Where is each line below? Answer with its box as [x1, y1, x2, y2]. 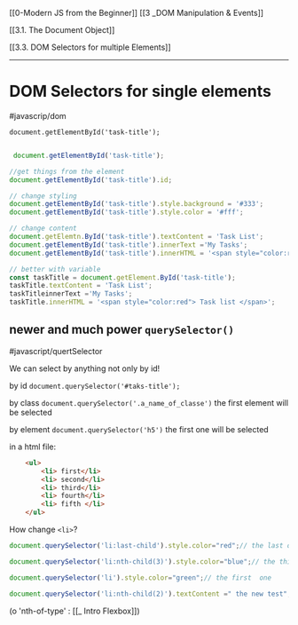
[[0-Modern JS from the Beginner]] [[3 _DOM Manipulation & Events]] [9, 8, 264, 18]
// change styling [9, 191, 77, 201]
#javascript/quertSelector [9, 345, 103, 356]
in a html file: [9, 441, 57, 452]
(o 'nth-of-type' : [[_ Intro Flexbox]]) [9, 605, 140, 616]
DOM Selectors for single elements [9, 82, 272, 101]
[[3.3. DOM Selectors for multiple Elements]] [9, 42, 171, 52]
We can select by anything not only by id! [9, 363, 161, 374]
